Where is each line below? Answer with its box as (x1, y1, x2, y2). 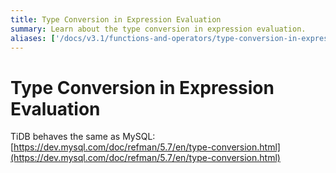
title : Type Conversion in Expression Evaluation (10, 14, 222, 25)
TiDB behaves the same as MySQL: (10, 131, 156, 143)
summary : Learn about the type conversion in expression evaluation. (10, 24, 307, 34)
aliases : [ (10, 33, 56, 43)
